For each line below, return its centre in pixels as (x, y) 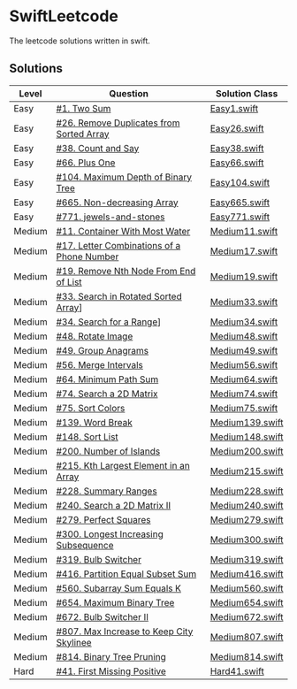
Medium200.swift (247, 451)
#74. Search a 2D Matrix (107, 394)
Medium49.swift (244, 350)
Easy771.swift (240, 217)
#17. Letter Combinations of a (118, 245)
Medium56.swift (244, 364)
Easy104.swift (240, 182)
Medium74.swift (244, 394)
